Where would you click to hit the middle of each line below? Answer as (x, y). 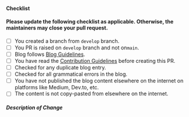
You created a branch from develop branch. (67, 41)
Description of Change (34, 107)
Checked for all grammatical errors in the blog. (71, 74)
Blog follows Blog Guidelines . (50, 54)
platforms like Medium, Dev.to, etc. (57, 88)
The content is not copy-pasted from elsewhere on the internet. (91, 93)
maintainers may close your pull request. (57, 28)
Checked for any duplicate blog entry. (60, 68)
